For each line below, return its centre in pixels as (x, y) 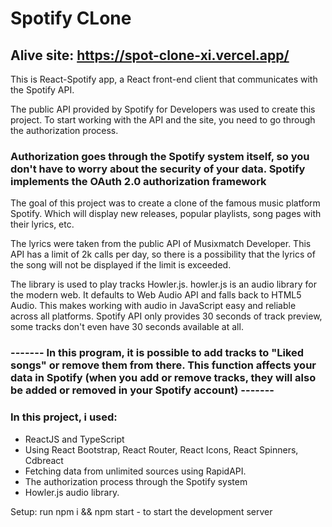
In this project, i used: (64, 417)
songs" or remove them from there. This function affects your (163, 365)
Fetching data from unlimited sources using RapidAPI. (135, 471)
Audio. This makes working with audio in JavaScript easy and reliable (153, 306)
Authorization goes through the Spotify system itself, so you (160, 156)
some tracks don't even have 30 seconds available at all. (127, 327)
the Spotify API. (42, 90)
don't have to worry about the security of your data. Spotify (158, 169)
